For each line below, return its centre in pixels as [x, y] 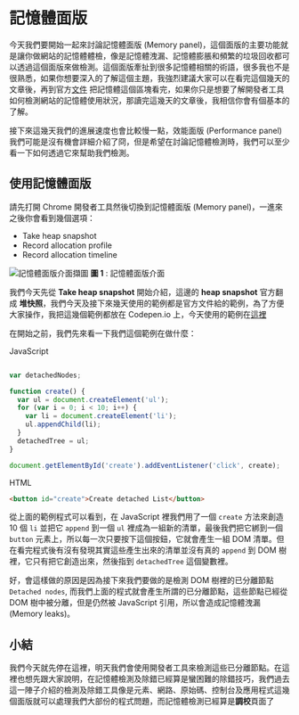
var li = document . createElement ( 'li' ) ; [101, 416]
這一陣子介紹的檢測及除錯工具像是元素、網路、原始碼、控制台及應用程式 [141, 690]
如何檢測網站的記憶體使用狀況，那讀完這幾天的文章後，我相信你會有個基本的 [149, 100]
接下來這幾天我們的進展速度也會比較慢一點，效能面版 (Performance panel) [146, 130]
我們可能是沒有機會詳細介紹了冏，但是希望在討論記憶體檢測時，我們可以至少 [149, 141]
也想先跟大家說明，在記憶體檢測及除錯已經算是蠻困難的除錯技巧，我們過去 [153, 679]
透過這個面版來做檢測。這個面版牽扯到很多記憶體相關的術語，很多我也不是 [153, 67]
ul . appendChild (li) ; [63, 424]
